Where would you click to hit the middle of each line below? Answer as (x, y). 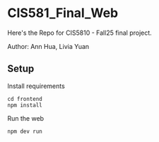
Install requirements (36, 86)
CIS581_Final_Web (63, 13)
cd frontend (25, 99)
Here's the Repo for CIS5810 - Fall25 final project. (79, 33)
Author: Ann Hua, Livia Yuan (48, 46)
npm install (25, 105)
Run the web (26, 118)
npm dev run (25, 131)
